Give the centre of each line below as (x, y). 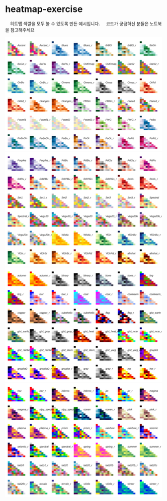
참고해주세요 (22, 30)
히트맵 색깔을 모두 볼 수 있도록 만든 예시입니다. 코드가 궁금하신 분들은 (79, 23)
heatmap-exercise (44, 9)
